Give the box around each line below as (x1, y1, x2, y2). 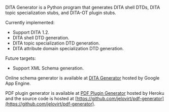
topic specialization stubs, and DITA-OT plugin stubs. (5, 10, 117, 16)
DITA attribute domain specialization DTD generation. (12, 46, 124, 51)
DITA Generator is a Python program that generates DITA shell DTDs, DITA (5, 5, 160, 10)
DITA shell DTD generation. (12, 35, 70, 41)
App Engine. (5, 81, 31, 86)
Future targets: (5, 55, 37, 61)
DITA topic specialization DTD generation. (12, 40, 100, 46)
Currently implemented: (5, 20, 55, 25)
